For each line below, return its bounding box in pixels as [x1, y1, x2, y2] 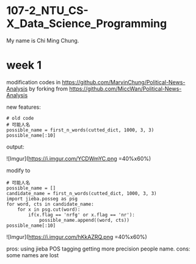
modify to [6, 166, 31, 174]
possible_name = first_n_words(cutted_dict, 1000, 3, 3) [6, 127, 154, 133]
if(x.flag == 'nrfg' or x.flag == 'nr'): [28, 211, 136, 218]
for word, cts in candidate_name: [6, 201, 95, 207]
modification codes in [6, 78, 61, 86]
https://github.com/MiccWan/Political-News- [69, 85, 182, 92]
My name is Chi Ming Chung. [6, 37, 79, 44]
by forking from [29, 85, 68, 92]
